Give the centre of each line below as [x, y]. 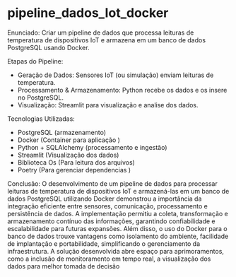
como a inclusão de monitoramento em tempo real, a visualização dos [109, 259]
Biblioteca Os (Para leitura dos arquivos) [76, 162]
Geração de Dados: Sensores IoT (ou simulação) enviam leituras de [116, 75]
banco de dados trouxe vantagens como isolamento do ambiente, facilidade [118, 236]
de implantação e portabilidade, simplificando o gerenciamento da [104, 243]
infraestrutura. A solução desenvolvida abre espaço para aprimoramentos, [116, 251]
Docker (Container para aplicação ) [69, 140]
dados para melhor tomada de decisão [64, 266]
